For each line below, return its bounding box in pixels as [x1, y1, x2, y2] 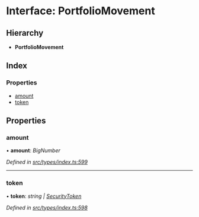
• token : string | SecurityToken [6, 192, 82, 200]
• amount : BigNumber [6, 147, 61, 154]
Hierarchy [6, 28, 44, 38]
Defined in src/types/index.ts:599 [6, 159, 88, 166]
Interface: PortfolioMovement [6, 4, 155, 18]
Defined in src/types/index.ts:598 [6, 204, 88, 211]
